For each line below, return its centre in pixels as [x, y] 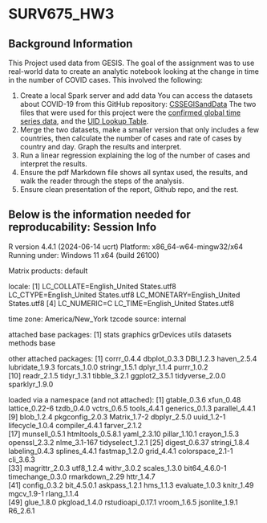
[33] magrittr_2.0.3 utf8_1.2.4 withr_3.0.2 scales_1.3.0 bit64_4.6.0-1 [117, 468]
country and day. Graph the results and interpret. [101, 147]
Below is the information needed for [99, 215]
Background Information [71, 44]
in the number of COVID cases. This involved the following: [105, 80]
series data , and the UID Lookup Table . [84, 121]
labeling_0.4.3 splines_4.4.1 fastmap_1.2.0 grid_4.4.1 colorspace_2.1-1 [121, 451]
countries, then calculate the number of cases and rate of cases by [131, 138]
